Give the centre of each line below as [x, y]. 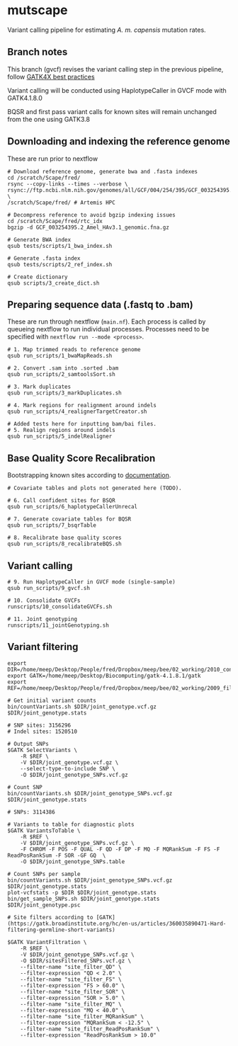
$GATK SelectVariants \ [42, 750]
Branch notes [38, 52]
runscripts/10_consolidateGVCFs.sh [60, 607]
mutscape [38, 10]
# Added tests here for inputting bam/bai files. [82, 424]
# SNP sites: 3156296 [39, 725]
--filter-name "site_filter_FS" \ [71, 979]
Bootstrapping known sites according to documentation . [89, 475]
